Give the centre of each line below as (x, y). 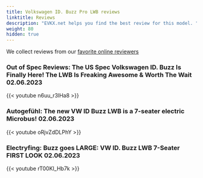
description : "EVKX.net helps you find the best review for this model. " (102, 23)
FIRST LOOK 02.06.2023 (43, 155)
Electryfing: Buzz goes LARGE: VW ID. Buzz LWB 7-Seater (93, 148)
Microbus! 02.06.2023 (40, 119)
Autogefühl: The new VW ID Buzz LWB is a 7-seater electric (95, 111)
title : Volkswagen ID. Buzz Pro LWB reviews (63, 12)
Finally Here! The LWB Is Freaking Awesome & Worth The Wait (99, 75)
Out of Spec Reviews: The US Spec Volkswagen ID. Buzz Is (94, 67)
